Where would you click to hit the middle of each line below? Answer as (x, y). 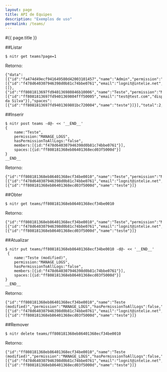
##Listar (14, 47)
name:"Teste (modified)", (41, 258)
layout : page (19, 10)
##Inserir (14, 114)
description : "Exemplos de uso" (39, 19)
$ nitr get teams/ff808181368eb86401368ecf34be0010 (60, 204)
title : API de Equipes (29, 14)
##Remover (17, 325)
